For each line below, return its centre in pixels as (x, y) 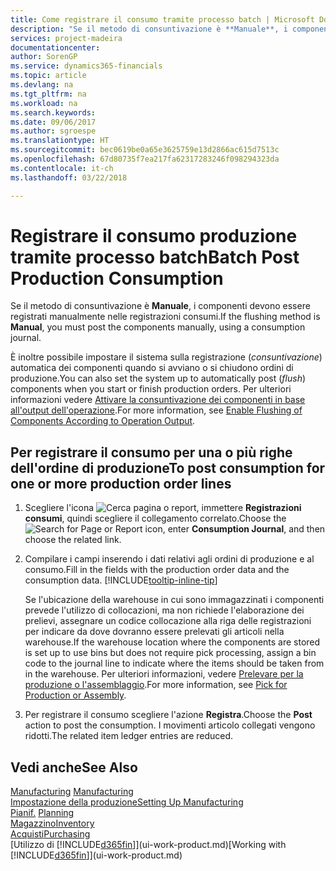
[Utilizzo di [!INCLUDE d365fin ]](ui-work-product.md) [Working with (148, 845)
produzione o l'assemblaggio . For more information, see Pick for (156, 685)
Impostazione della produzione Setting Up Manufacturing (127, 802)
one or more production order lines (121, 483)
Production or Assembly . (75, 695)
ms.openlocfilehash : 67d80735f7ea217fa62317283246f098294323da (145, 159)
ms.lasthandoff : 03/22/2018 (69, 177)
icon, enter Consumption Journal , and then (235, 529)
